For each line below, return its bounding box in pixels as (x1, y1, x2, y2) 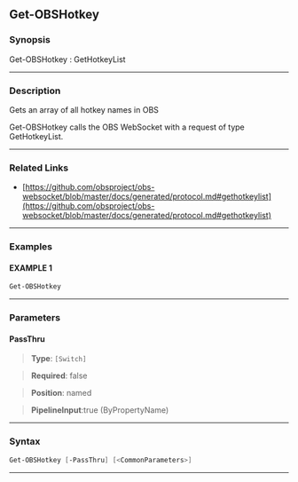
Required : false (30, 370, 88, 381)
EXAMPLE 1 (9, 262, 53, 273)
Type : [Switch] (30, 353, 87, 364)
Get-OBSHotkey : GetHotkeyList (9, 53, 126, 65)
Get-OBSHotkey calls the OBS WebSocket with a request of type (9, 122, 246, 132)
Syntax (9, 435, 41, 447)
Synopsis (9, 34, 51, 46)
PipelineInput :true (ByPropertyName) (30, 405, 169, 415)
